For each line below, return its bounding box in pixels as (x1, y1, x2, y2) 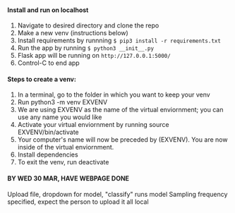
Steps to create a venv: (7, 75, 76, 83)
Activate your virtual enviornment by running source (17, 121, 169, 129)
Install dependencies (17, 150, 79, 159)
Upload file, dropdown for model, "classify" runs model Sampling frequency (7, 190, 228, 198)
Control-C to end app (17, 59, 80, 67)
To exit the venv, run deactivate (17, 158, 109, 166)
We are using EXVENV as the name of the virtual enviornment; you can (17, 106, 224, 114)
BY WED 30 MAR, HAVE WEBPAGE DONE (7, 174, 129, 183)
